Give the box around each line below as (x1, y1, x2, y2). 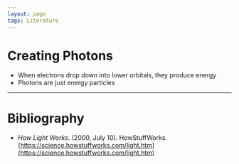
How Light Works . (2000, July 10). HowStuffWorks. (17, 133, 168, 142)
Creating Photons (7, 48, 114, 64)
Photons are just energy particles (17, 79, 115, 87)
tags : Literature (7, 17, 59, 24)
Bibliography (7, 110, 85, 126)
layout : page (7, 10, 46, 18)
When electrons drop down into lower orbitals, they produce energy (17, 71, 217, 80)
